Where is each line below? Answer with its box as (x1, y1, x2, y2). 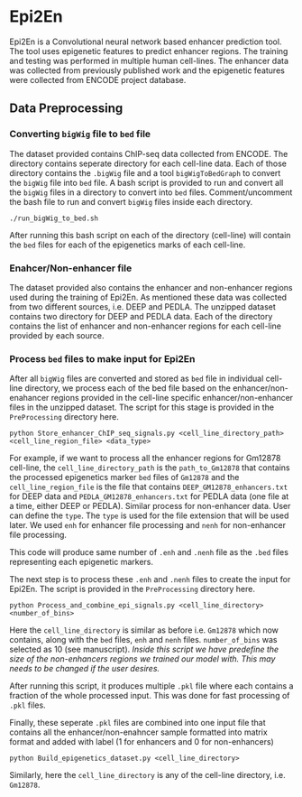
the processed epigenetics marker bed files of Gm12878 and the (9, 472, 240, 483)
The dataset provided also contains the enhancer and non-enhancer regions (9, 282, 293, 292)
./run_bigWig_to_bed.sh (9, 214, 99, 223)
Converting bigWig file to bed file (9, 128, 151, 141)
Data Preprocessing (9, 101, 124, 116)
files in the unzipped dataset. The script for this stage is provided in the (9, 402, 275, 412)
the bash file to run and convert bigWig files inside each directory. (9, 196, 253, 207)
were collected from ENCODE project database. (9, 74, 187, 85)
